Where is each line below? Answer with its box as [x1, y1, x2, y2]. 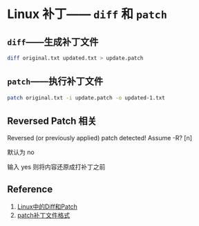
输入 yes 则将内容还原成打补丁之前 [7, 163, 106, 171]
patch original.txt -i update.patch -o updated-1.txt [7, 94, 166, 101]
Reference [7, 183, 53, 195]
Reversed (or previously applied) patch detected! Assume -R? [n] [7, 134, 192, 142]
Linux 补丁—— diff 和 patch [7, 6, 168, 22]
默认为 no [7, 148, 35, 156]
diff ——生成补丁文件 [7, 36, 99, 48]
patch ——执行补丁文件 [7, 75, 104, 87]
